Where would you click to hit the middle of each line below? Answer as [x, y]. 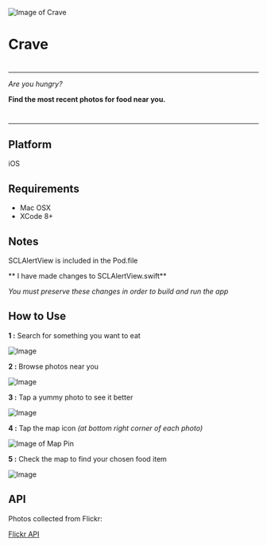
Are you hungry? [35, 84]
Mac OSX [35, 208]
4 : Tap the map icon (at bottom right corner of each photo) [106, 428]
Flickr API [24, 534]
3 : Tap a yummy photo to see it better [71, 397]
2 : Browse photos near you [54, 366]
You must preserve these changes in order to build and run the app [118, 291]
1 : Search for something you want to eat [74, 335]
